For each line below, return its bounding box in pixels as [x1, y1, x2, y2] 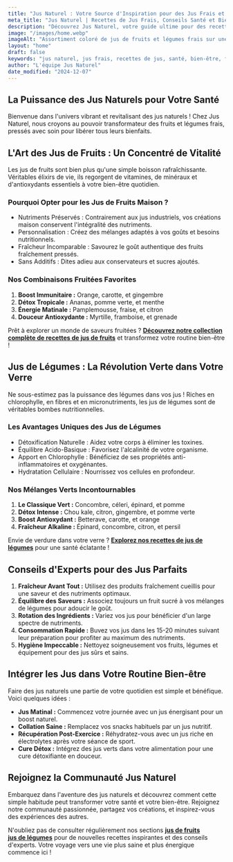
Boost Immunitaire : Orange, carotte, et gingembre [17, 291, 164, 299]
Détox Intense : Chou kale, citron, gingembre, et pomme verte [17, 508, 196, 517]
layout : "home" [8, 42, 52, 49]
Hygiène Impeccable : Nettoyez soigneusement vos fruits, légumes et [17, 641, 218, 649]
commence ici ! [8, 847, 52, 856]
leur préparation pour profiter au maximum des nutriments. [17, 633, 186, 641]
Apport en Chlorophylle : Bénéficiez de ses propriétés [17, 452, 171, 461]
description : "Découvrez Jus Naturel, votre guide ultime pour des [8, 23, 207, 30]
